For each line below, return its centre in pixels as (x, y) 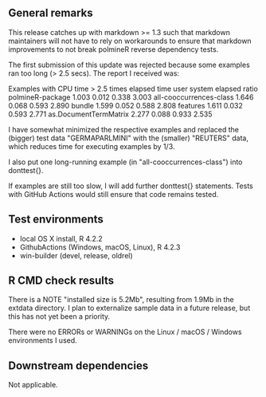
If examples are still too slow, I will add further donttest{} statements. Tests (131, 186)
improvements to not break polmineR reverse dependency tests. (113, 49)
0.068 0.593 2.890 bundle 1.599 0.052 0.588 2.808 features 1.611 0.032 (125, 105)
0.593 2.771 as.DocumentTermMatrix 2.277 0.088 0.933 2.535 (110, 114)
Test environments (56, 220)
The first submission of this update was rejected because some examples (129, 65)
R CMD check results (61, 281)
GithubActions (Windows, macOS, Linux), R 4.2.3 (100, 247)
